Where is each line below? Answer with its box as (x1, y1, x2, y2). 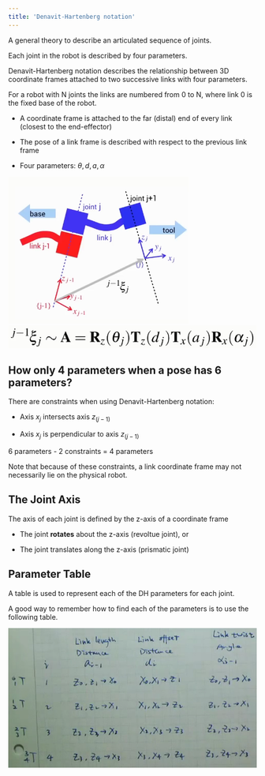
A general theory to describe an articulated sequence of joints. (8, 36, 212, 45)
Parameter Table (8, 568, 91, 581)
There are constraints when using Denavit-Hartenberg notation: (8, 397, 215, 407)
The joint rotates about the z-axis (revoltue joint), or (19, 529, 189, 538)
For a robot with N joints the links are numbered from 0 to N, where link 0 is (8, 89, 252, 99)
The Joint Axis (8, 493, 81, 507)
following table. (8, 612, 58, 621)
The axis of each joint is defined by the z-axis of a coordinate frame (8, 514, 229, 523)
